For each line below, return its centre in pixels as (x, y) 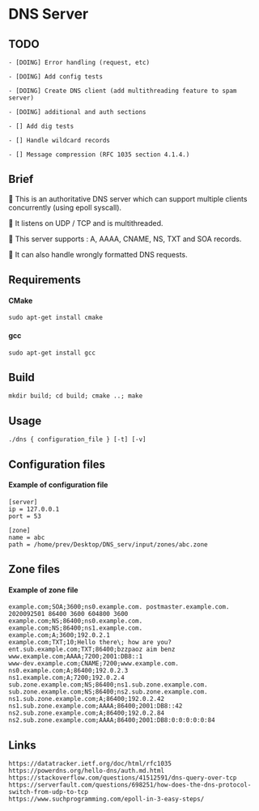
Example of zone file (43, 590)
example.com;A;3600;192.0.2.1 (59, 635)
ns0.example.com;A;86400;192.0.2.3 (68, 671)
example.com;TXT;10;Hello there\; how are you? (90, 643)
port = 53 (25, 516)
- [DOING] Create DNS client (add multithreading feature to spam (123, 91)
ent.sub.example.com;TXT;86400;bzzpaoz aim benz (92, 650)
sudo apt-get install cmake (56, 318)
